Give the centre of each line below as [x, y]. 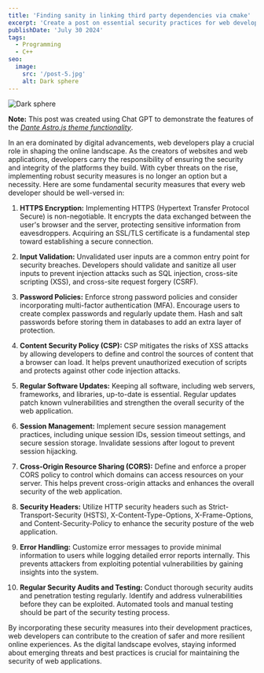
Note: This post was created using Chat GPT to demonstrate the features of [131, 119]
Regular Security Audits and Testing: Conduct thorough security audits [136, 587]
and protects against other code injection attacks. [100, 370]
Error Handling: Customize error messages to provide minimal [120, 546]
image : [26, 67]
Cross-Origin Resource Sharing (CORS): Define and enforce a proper [133, 466]
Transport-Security [50, 515]
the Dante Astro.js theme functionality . [71, 127]
